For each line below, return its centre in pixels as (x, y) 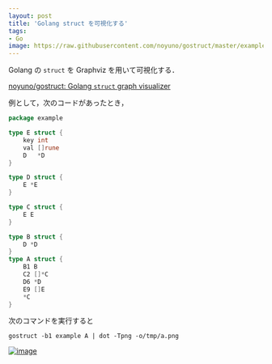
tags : (17, 31)
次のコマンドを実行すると (51, 321)
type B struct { (36, 237)
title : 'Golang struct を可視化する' (68, 23)
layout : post (30, 16)
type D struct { (36, 178)
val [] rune (41, 148)
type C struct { (36, 207)
